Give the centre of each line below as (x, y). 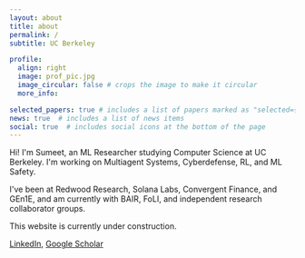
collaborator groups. (48, 209)
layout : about (36, 18)
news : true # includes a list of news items (97, 118)
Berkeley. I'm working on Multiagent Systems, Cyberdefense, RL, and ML (146, 162)
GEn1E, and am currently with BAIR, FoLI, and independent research (136, 199)
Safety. (23, 172)
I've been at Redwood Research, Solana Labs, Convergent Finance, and (143, 189)
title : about (34, 26)
